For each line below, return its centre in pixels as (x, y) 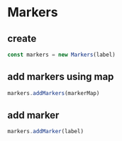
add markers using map (61, 77)
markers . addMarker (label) (45, 132)
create (22, 39)
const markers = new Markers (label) (61, 55)
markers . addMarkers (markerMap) (54, 93)
